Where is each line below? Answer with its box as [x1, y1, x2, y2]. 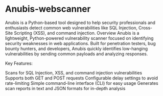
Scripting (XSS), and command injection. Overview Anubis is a [14, 30, 140, 36]
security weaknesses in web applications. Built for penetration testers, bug [5, 40, 156, 46]
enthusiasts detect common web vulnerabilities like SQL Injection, [5, 24, 138, 30]
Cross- [138, 24, 153, 30]
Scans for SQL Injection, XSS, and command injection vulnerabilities [5, 70, 142, 75]
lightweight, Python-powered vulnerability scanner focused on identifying [5, 35, 154, 41]
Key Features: [5, 60, 33, 66]
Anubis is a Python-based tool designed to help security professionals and [5, 20, 156, 25]
